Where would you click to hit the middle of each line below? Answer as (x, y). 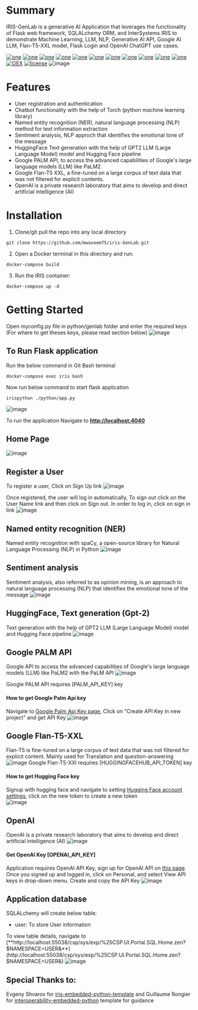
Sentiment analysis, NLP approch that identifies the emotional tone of (99, 135)
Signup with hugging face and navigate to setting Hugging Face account (94, 789)
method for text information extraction (61, 128)
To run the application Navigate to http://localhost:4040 (76, 420)
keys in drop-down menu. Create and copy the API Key (73, 880)
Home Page (28, 439)
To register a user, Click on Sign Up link (54, 486)
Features (28, 87)
